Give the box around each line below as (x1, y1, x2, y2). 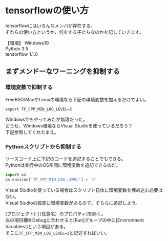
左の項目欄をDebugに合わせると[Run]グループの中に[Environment (5, 217, 144, 223)
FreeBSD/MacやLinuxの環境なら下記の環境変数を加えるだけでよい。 (5, 96, 149, 102)
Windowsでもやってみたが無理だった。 (5, 116, 88, 122)
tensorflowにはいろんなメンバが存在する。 (5, 23, 96, 29)
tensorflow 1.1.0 (5, 51, 38, 57)
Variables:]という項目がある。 (5, 223, 69, 229)
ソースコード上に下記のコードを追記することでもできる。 (5, 156, 127, 162)
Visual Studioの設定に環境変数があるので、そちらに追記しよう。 (5, 200, 140, 206)
